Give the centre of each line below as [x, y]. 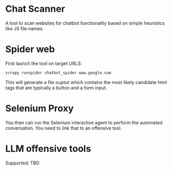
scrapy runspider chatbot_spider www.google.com [58, 73]
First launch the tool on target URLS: [44, 63]
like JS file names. [25, 28]
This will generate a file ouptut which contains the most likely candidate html [86, 82]
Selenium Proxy [40, 109]
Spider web [30, 49]
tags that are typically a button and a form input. [56, 88]
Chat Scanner [35, 9]
